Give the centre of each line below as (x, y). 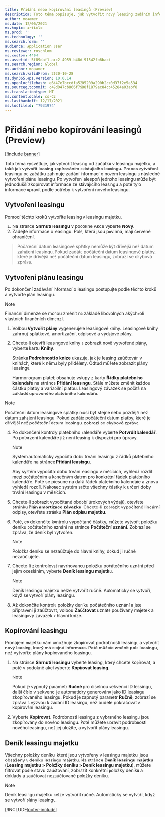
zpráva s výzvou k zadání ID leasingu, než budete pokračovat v (76, 703)
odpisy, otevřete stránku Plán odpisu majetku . (59, 512)
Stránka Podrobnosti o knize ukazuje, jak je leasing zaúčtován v (77, 358)
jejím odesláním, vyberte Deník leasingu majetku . (63, 571)
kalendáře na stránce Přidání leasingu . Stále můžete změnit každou (81, 383)
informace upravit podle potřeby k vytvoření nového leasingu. (68, 189)
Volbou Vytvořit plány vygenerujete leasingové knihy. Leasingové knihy (85, 328)
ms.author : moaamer (25, 69)
